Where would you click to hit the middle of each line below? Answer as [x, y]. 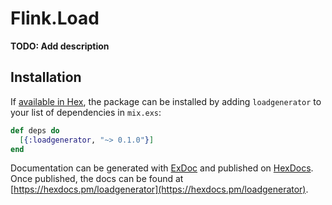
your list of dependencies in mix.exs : [86, 112]
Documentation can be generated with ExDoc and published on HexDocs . [162, 168]
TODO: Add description [60, 46]
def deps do [35, 130]
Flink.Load [55, 18]
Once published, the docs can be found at [97, 179]
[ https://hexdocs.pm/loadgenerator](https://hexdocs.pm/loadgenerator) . [159, 189]
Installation [46, 77]
